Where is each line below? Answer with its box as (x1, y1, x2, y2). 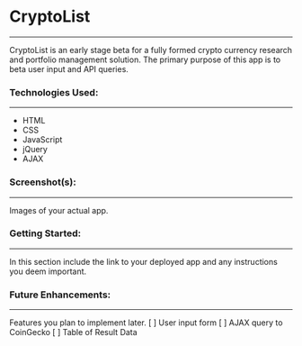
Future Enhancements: (9, 288, 111, 301)
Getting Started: (9, 227, 82, 240)
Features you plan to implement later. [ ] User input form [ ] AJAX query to (9, 317, 283, 328)
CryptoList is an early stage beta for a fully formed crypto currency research (9, 44, 293, 55)
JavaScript (22, 134, 63, 145)
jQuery (22, 144, 48, 155)
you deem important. (9, 266, 87, 277)
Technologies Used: (9, 86, 99, 98)
